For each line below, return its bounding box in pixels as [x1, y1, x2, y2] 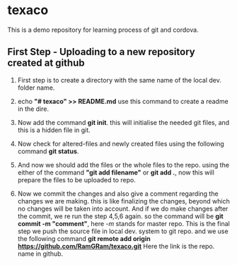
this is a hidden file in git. [17, 126, 91, 134]
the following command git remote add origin [17, 234, 151, 242]
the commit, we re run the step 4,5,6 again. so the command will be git [17, 211, 224, 220]
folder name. [17, 83, 55, 92]
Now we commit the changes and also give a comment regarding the [17, 189, 219, 198]
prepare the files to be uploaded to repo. [17, 175, 136, 184]
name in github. [17, 249, 64, 258]
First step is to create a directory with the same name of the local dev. [17, 76, 221, 84]
